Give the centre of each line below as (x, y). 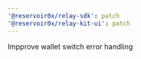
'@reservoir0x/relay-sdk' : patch (64, 16)
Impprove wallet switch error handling (70, 46)
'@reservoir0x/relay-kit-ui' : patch (69, 23)
